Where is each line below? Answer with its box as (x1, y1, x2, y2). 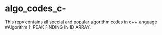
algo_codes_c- (5, 3, 66, 14)
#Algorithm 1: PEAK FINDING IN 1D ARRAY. (5, 24, 91, 30)
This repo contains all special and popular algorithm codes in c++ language (5, 19, 158, 25)
